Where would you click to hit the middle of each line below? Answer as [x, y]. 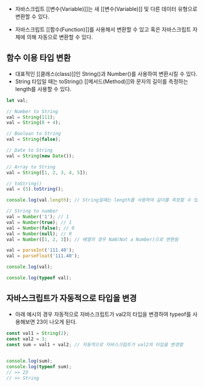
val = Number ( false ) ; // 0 [40, 228]
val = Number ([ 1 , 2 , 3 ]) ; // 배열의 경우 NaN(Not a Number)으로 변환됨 [93, 239]
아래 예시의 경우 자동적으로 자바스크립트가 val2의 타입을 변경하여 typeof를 [103, 314]
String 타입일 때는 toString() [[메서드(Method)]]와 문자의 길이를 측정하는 [101, 81]
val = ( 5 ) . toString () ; [35, 189]
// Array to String [31, 167]
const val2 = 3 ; [27, 339]
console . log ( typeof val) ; [39, 278]
